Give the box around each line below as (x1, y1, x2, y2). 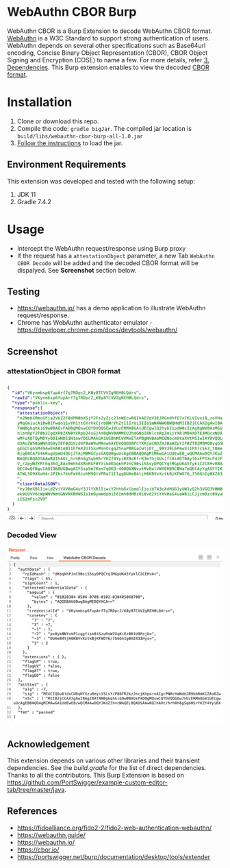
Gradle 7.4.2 (16, 197, 51, 206)
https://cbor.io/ (16, 845, 60, 854)
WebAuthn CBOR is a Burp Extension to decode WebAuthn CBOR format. (7, 27, 213, 35)
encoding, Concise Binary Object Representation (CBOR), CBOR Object (7, 49, 208, 57)
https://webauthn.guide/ (16, 830, 86, 839)
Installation (7, 95, 73, 110)
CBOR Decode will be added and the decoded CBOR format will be (16, 258, 199, 267)
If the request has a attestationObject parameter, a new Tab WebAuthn (16, 251, 215, 260)
